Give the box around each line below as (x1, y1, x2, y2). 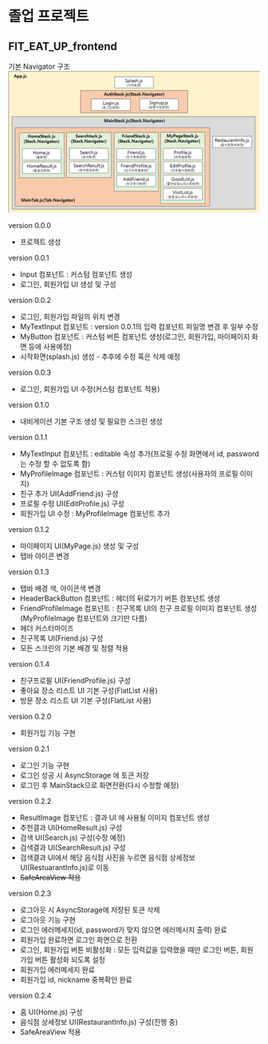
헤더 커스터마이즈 (19, 623, 74, 632)
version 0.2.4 (8, 991, 52, 1000)
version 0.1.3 (8, 567, 49, 577)
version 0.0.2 (8, 295, 52, 305)
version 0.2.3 (8, 888, 52, 898)
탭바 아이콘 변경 (19, 551, 69, 561)
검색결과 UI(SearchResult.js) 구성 (19, 842, 126, 852)
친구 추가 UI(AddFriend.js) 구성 (19, 488, 119, 498)
